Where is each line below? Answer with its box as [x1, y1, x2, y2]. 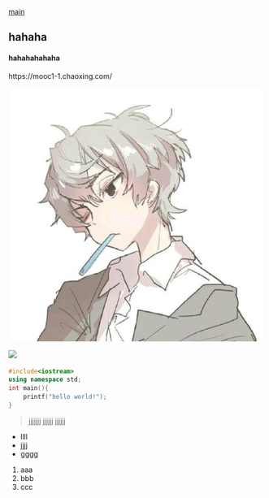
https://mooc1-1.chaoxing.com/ [8, 71, 112, 80]
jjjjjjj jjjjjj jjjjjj [28, 416, 67, 426]
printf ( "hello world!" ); [23, 393, 107, 401]
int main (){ [8, 384, 49, 392]
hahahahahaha [8, 53, 61, 63]
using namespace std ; [8, 375, 82, 384]
